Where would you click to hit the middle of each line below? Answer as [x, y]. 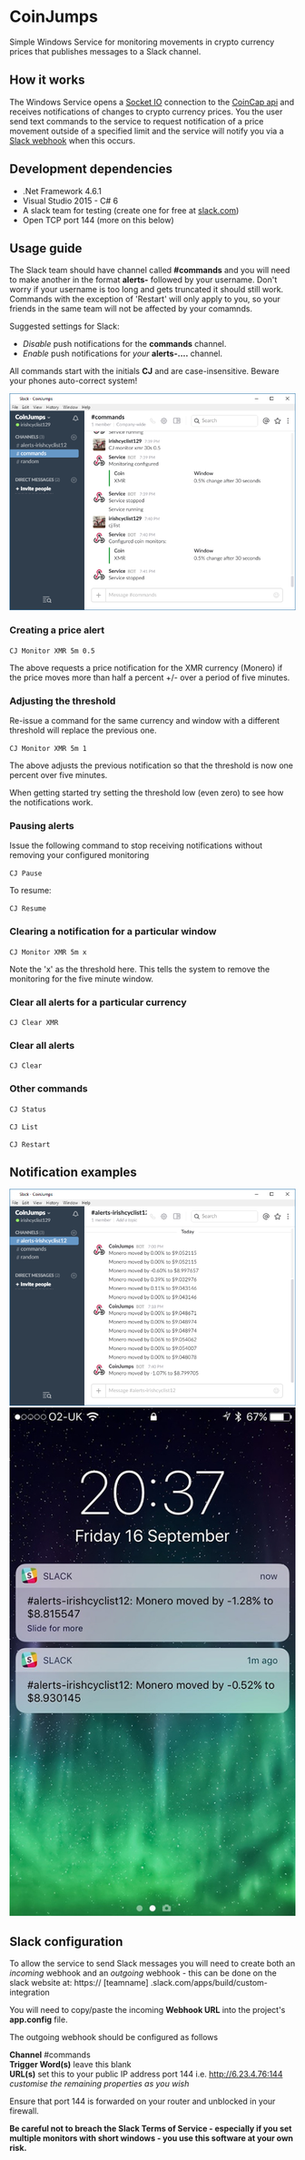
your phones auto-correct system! [74, 381]
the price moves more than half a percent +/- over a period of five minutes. [150, 677]
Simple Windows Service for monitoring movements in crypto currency [142, 42]
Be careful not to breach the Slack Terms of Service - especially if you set [151, 2128]
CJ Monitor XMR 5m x [49, 952]
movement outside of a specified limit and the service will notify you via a [147, 131]
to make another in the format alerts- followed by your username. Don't [143, 280]
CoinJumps [54, 17]
